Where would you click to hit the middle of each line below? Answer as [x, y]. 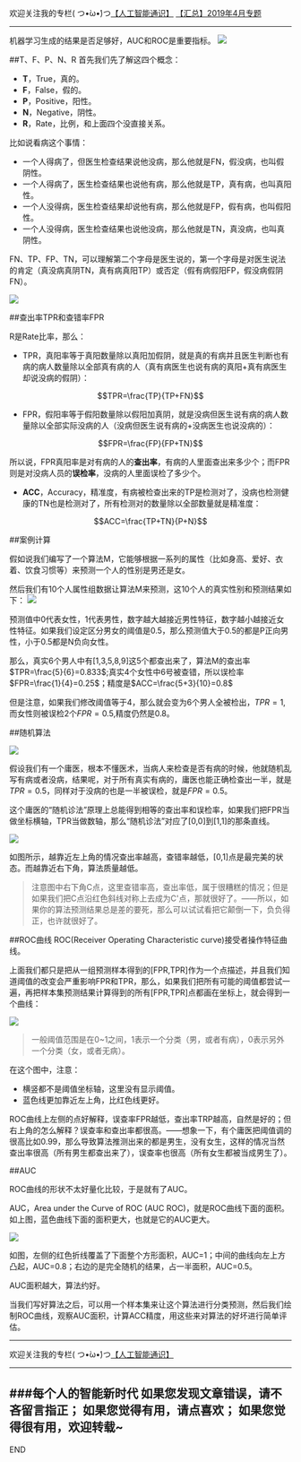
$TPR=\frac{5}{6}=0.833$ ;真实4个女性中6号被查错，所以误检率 [127, 672]
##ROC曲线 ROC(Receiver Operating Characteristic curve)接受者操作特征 [145, 940]
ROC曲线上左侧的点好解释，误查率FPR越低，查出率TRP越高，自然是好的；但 [150, 1119]
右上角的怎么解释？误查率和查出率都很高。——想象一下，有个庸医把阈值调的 [150, 1130]
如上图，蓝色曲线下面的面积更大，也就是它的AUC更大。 [112, 1219]
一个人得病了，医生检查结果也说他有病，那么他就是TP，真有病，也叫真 [153, 184]
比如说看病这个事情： [48, 143]
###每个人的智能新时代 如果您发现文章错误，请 [140, 1393]
